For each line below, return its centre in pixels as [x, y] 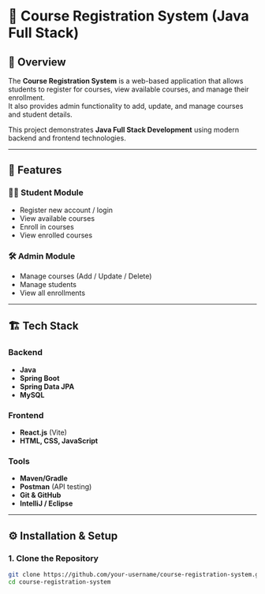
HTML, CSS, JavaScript [59, 440]
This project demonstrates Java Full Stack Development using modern [123, 130]
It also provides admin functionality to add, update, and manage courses [126, 106]
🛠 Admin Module [42, 256]
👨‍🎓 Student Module [46, 192]
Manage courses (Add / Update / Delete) [86, 276]
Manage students [48, 284]
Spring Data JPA [47, 387]
